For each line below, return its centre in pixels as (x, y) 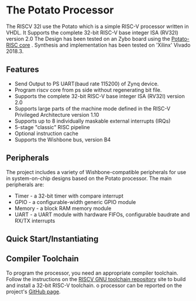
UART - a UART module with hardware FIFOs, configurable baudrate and (102, 214)
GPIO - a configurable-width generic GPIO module (75, 202)
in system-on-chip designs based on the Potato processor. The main (89, 178)
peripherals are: (25, 184)
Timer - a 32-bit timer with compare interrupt (69, 196)
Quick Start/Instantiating (52, 239)
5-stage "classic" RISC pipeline (52, 127)
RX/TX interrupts (35, 220)
